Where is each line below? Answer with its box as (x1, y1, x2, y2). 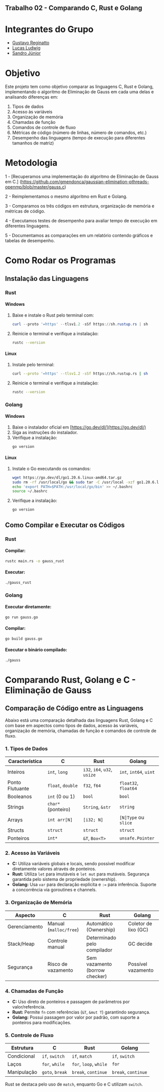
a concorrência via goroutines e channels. (12, 887, 97, 893)
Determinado (86, 934, 116, 941)
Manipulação (7, 1069, 38, 1076)
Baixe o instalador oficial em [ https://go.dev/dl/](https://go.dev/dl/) (12, 424, 146, 430)
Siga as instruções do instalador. (12, 429, 78, 435)
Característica (8, 758, 42, 765)
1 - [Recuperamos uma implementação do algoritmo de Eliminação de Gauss (5, 174, 159, 180)
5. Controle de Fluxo (5, 1032, 54, 1038)
